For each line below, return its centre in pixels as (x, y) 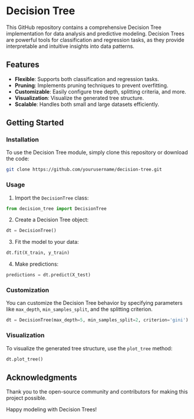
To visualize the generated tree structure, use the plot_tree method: (89, 348)
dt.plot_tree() (25, 359)
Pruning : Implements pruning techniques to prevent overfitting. (91, 85)
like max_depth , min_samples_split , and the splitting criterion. (79, 310)
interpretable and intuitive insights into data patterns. (70, 46)
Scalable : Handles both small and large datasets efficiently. (87, 104)
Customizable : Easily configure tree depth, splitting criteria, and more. (101, 91)
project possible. (27, 398)
